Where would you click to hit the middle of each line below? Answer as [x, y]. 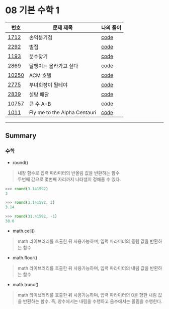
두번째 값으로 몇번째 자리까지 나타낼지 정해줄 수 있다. [69, 179]
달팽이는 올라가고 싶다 [54, 66]
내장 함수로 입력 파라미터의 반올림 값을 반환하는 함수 [68, 173]
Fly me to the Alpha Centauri [63, 112]
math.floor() [25, 257]
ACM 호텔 [40, 75]
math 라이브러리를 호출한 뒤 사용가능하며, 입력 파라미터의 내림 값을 [83, 268]
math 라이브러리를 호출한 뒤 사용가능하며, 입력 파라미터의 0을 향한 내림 [87, 295]
